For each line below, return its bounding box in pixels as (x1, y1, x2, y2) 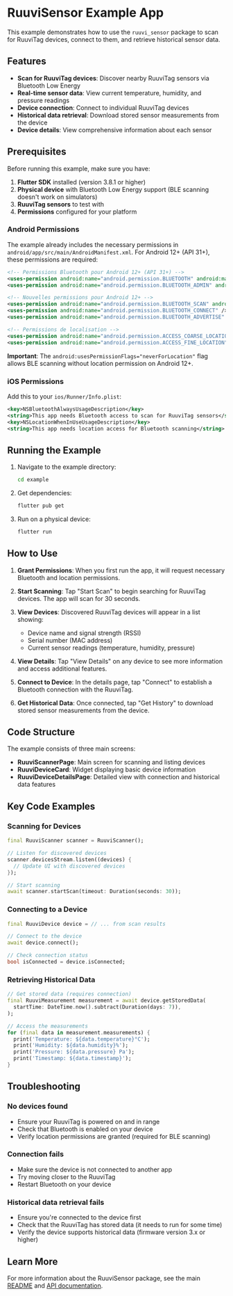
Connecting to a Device (7, 904, 88, 914)
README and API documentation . (7, 1281, 103, 1290)
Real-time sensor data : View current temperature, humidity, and (17, 88, 202, 97)
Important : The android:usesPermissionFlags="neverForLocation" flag (7, 351, 208, 360)
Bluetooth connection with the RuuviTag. (17, 685, 134, 694)
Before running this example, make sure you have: (7, 164, 150, 173)
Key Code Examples (7, 800, 96, 812)
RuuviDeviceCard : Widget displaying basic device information (17, 765, 196, 774)
